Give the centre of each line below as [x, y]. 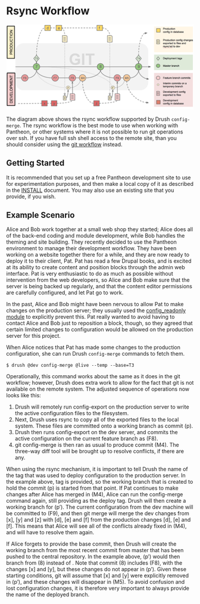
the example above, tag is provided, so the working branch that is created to [100, 482]
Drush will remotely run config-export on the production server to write [102, 407]
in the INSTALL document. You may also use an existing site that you [90, 190]
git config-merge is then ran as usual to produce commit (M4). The [97, 445]
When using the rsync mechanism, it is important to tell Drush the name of [97, 469]
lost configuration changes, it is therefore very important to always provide [98, 589]
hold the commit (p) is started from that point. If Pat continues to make [92, 488]
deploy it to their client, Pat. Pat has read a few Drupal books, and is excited [99, 261]
